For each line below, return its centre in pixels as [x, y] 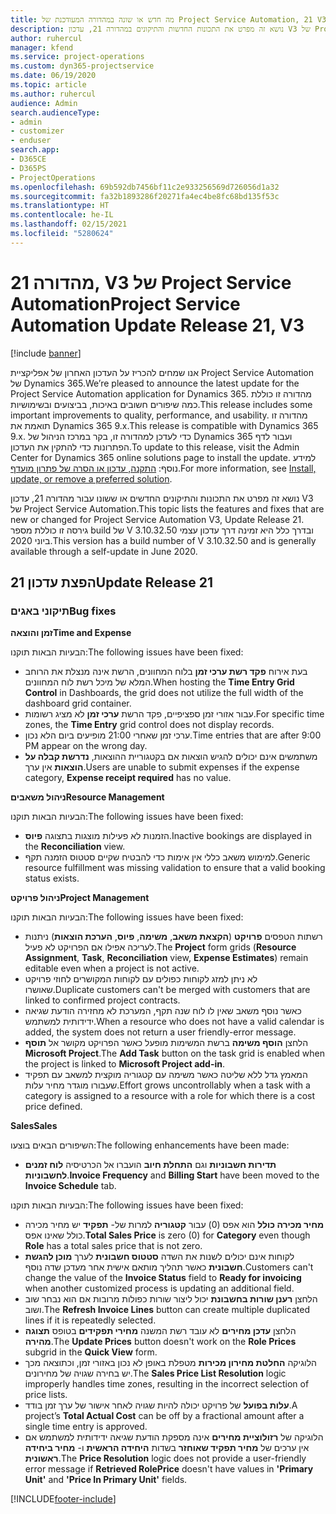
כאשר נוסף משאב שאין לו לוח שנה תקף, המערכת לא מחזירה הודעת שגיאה [163, 1011]
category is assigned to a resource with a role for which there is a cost [170, 1096]
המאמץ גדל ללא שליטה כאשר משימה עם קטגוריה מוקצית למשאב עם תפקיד [166, 1075]
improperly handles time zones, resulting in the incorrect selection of [167, 1384]
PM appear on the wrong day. [86, 746]
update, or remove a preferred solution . [91, 478]
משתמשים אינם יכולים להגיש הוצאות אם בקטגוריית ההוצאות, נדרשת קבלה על [171, 757]
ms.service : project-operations [77, 57]
